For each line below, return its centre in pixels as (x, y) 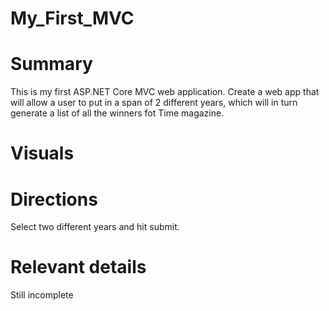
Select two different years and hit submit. (95, 227)
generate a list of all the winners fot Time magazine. (117, 113)
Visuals (42, 153)
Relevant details (78, 267)
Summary (51, 64)
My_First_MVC (72, 18)
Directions (54, 199)
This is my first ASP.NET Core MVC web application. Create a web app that (165, 92)
